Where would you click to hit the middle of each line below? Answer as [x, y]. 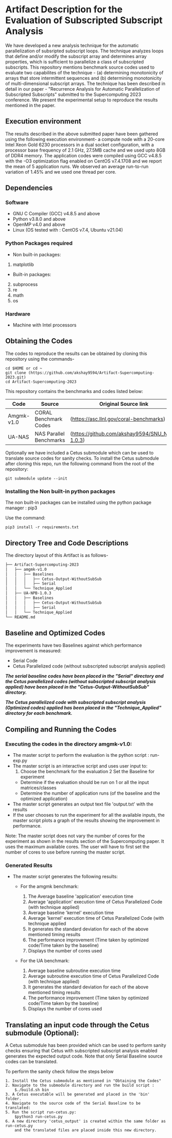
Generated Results [29, 865]
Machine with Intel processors [45, 325]
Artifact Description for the [64, 9]
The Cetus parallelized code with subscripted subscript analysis [76, 702]
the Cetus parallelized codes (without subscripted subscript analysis [81, 681]
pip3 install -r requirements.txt [42, 527]
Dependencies [29, 188]
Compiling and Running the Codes [61, 729]
